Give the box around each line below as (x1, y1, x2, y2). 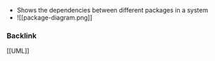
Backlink (6, 31, 37, 41)
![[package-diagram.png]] (16, 13, 93, 22)
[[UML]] (6, 47, 30, 55)
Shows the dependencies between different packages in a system (16, 6, 209, 14)
